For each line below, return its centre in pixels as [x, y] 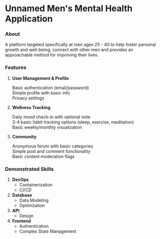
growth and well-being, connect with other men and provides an [69, 50]
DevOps [20, 180]
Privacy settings [28, 98]
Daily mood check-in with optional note [51, 117]
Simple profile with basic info [41, 92]
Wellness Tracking [31, 107]
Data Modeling [34, 201]
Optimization [32, 205]
